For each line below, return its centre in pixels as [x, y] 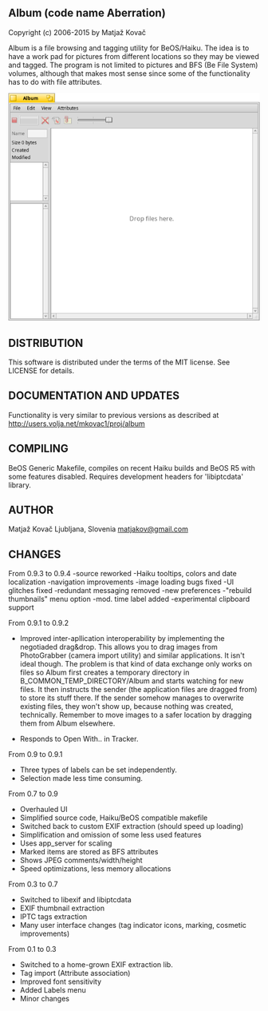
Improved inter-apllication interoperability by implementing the [122, 639]
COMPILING [39, 449]
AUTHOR [31, 510]
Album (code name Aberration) [87, 13]
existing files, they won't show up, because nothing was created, [126, 707]
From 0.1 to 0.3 [32, 949]
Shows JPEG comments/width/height [81, 860]
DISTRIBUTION [46, 343]
